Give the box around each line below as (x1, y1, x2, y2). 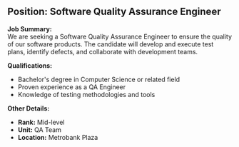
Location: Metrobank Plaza (17, 133, 98, 141)
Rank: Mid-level (17, 118, 65, 126)
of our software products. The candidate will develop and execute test (7, 39, 214, 49)
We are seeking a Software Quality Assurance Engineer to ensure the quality (7, 32, 233, 41)
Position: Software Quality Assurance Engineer (7, 6, 221, 18)
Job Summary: (7, 24, 52, 33)
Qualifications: (7, 61, 53, 70)
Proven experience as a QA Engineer (17, 82, 126, 91)
